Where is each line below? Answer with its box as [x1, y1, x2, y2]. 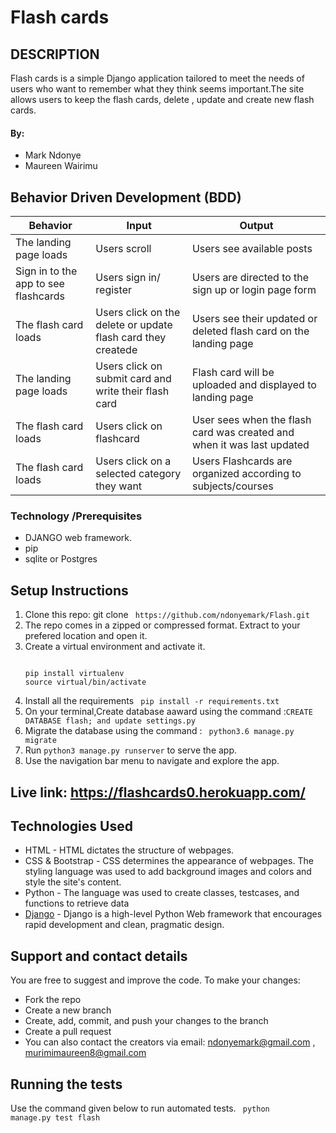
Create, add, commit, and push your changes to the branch [24, 1015, 269, 1027]
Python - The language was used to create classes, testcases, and [24, 887, 300, 899]
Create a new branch [24, 1004, 112, 1016]
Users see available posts [191, 242, 313, 256]
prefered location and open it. [24, 630, 148, 642]
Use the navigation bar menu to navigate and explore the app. [24, 755, 280, 767]
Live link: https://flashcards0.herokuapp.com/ [10, 784, 306, 801]
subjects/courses [191, 479, 274, 493]
